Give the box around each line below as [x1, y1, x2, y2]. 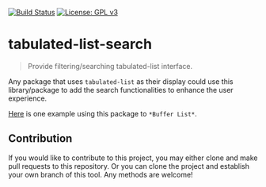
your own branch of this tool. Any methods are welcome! [8, 170, 193, 179]
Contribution [8, 132, 73, 146]
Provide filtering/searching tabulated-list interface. [27, 61, 193, 71]
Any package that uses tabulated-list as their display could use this [8, 76, 234, 86]
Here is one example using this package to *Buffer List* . [8, 109, 198, 118]
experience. [8, 93, 47, 103]
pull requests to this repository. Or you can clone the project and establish [8, 161, 250, 170]
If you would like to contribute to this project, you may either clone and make [8, 153, 258, 162]
